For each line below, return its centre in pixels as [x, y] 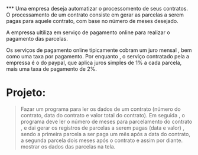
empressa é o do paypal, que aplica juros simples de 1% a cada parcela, [94, 62]
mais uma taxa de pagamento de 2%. [52, 69]
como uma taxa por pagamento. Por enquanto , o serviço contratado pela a [98, 56]
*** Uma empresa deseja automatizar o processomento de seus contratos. [97, 9]
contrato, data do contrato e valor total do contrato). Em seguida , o [103, 115]
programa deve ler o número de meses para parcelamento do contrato [106, 121]
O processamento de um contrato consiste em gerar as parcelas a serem [95, 15]
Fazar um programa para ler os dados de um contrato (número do [101, 109]
